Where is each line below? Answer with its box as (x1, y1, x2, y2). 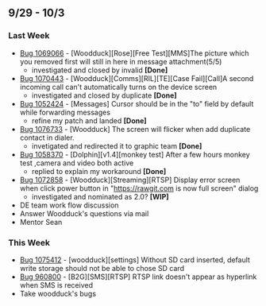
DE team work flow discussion (19, 200, 119, 210)
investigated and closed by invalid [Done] (31, 65, 168, 75)
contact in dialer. (19, 133, 75, 142)
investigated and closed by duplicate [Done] (31, 91, 177, 100)
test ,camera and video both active (19, 158, 134, 168)
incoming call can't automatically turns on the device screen (19, 82, 218, 91)
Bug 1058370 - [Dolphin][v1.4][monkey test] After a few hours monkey (19, 149, 250, 159)
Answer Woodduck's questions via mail (19, 208, 149, 218)
